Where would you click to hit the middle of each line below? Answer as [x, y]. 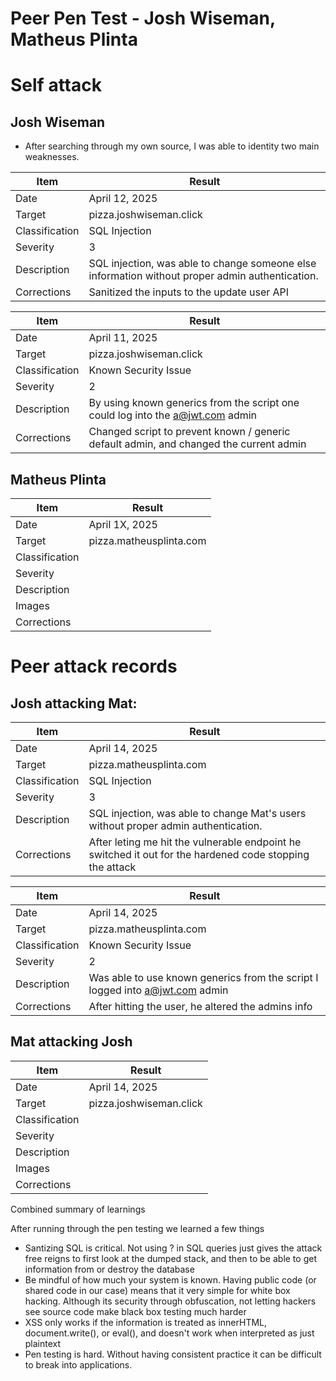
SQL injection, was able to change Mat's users [197, 813]
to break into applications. [78, 1364]
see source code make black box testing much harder [135, 1311]
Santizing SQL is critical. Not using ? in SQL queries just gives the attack [173, 1248]
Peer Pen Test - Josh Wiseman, [143, 18]
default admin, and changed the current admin [197, 444]
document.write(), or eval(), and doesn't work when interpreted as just [169, 1333]
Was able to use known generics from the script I [203, 977]
